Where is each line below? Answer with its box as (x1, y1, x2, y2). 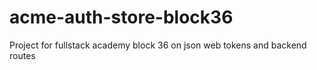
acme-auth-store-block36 (9, 6, 234, 29)
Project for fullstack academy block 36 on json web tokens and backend (9, 39, 307, 51)
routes (9, 49, 36, 61)
